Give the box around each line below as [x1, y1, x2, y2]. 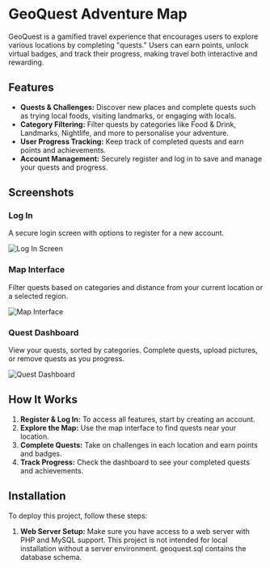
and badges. [19, 448, 62, 458]
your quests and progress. [19, 162, 108, 172]
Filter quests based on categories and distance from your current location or [8, 282, 264, 292]
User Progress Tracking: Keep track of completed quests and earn [19, 137, 244, 146]
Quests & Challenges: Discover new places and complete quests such [19, 102, 256, 111]
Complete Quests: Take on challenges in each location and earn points [19, 440, 259, 449]
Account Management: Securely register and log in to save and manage [19, 154, 263, 163]
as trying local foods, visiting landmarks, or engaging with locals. [19, 111, 237, 120]
